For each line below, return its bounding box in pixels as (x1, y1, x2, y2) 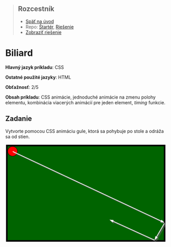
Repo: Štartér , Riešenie (25, 24, 74, 30)
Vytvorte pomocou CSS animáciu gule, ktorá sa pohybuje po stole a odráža (5, 128, 164, 134)
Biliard (5, 47, 33, 59)
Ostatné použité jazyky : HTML (5, 74, 72, 80)
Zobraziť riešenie (25, 29, 62, 35)
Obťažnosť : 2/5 (5, 84, 39, 90)
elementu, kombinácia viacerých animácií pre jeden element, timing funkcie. (5, 99, 165, 105)
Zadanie (5, 115, 32, 123)
